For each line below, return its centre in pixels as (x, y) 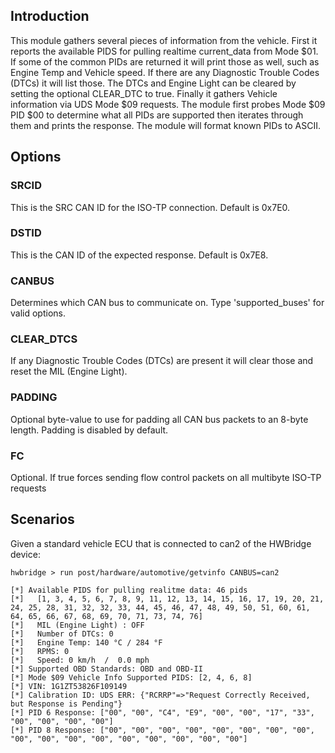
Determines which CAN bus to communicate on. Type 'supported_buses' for (167, 303)
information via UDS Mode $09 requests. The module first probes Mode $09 (168, 104)
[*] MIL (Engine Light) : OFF (77, 625)
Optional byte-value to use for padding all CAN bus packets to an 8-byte (159, 419)
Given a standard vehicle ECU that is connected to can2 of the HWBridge (161, 543)
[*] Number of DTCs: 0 (62, 634)
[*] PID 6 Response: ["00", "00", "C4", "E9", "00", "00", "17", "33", (162, 712)
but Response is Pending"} (66, 704)
